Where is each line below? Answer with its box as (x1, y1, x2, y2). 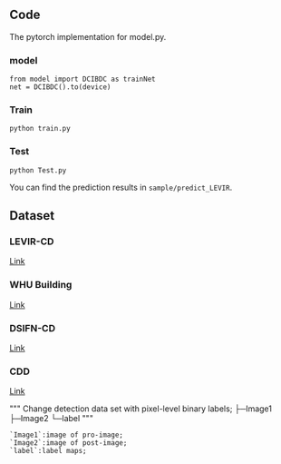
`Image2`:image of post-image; (9, 439, 128, 448)
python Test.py (9, 165, 67, 175)
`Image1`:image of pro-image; (9, 430, 124, 439)
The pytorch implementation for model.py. (9, 31, 167, 42)
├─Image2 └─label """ (9, 413, 93, 424)
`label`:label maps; (9, 447, 88, 456)
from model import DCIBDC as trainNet (9, 74, 156, 84)
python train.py (9, 124, 71, 133)
